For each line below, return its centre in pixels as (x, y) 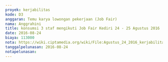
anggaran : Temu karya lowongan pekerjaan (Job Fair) (61, 19)
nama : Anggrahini (23, 24)
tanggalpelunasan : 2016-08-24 (37, 47)
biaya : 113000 (20, 38)
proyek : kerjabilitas (28, 10)
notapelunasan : (21, 51)
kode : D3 (14, 14)
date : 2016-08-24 (23, 33)
